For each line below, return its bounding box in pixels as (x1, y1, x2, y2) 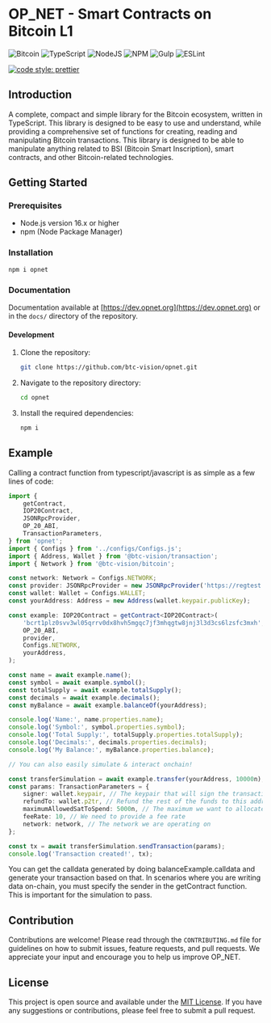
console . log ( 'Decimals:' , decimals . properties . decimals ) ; (8, 738, 207, 746)
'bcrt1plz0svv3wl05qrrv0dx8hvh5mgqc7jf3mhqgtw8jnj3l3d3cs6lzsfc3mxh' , (23, 619, 265, 627)
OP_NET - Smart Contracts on (8, 5, 212, 23)
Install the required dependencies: (19, 408, 135, 417)
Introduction (8, 88, 73, 102)
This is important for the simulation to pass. (8, 890, 152, 900)
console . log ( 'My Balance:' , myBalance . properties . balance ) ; (8, 746, 215, 754)
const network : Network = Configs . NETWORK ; (8, 574, 157, 582)
